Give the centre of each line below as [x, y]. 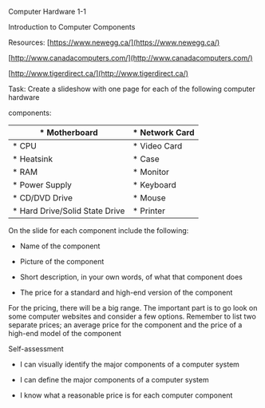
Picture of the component [62, 261]
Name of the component [60, 246]
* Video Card [158, 146]
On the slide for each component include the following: [99, 230]
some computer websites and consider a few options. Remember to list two [132, 316]
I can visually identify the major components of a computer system [129, 364]
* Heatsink [33, 159]
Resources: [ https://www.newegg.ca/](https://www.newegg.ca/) [114, 42]
